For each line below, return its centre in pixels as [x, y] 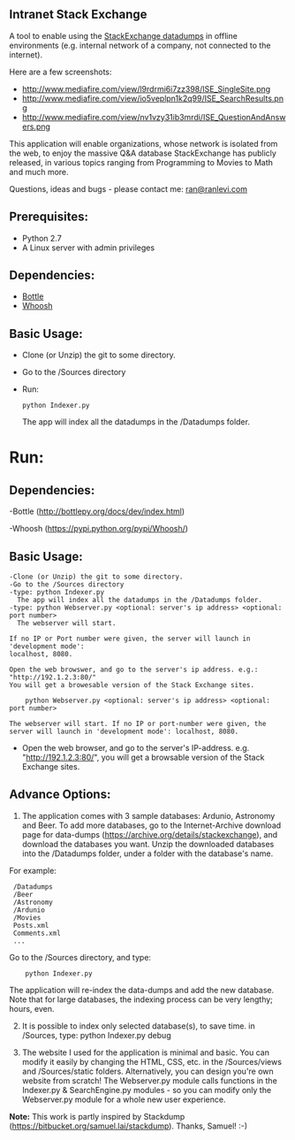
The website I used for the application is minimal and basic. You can [145, 1052]
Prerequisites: [49, 217]
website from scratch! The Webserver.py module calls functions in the [150, 1080]
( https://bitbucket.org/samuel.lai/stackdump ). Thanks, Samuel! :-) [129, 1126]
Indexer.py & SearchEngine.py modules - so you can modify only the [147, 1090]
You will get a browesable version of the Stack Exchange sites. [132, 685]
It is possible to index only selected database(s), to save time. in [138, 1026]
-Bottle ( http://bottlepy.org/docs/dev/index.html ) [97, 511]
